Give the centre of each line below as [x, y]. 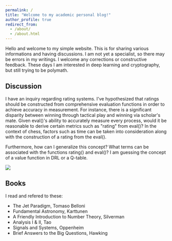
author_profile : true [28, 19]
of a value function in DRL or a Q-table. [47, 157]
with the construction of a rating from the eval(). [56, 137]
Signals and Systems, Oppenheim [48, 227]
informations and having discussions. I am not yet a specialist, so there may [85, 54]
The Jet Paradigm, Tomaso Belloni [49, 206]
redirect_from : [21, 24]
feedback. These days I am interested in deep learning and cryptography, [83, 65]
